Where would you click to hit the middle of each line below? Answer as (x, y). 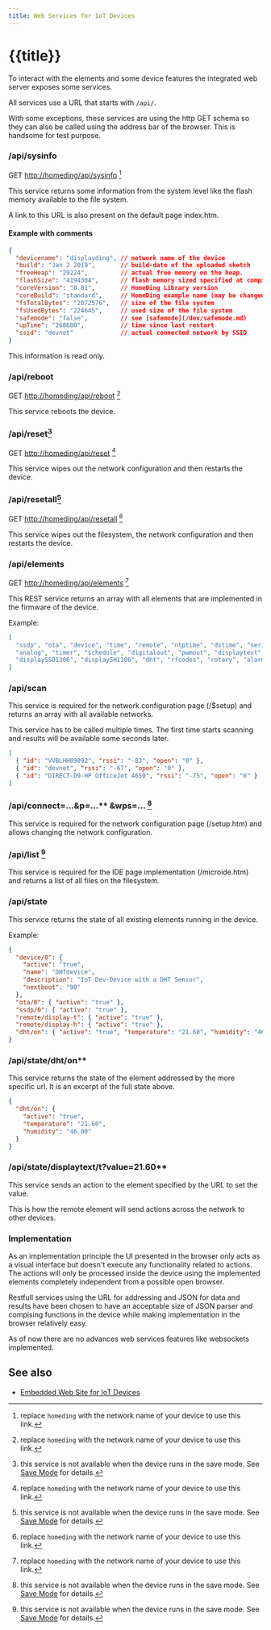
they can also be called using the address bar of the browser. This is (122, 127)
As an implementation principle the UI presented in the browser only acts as (134, 1256)
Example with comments (50, 233)
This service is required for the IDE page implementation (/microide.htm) (129, 872)
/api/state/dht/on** (48, 1060)
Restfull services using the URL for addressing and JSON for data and (124, 1297)
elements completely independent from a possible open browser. (117, 1282)
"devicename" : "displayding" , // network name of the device (121, 258)
